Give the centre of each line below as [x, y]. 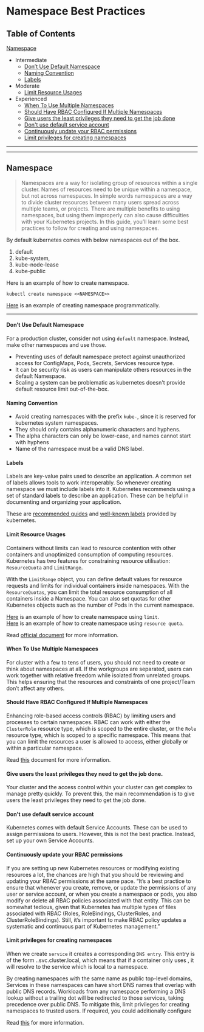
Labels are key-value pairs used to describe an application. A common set [99, 476]
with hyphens [32, 442]
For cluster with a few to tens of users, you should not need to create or [96, 662]
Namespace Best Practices [76, 11]
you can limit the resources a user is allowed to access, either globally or [97, 742]
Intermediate [31, 60]
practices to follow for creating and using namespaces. [90, 228]
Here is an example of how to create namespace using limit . [83, 616]
